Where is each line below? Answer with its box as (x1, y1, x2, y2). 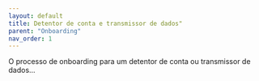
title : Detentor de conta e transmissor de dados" (8, 19, 183, 28)
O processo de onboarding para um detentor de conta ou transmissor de (8, 57, 251, 66)
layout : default (8, 11, 63, 20)
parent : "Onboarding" (8, 27, 82, 35)
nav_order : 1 (8, 34, 53, 43)
